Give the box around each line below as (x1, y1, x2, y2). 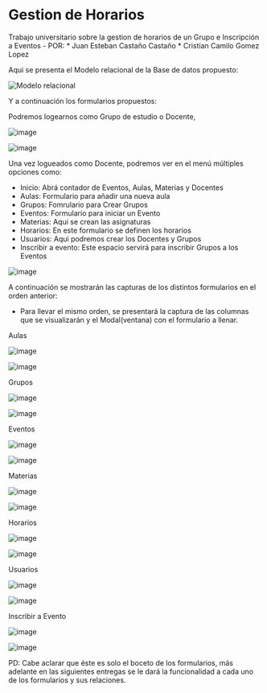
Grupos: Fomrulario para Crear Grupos (19, 200, 149, 209)
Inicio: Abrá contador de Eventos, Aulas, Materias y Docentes (19, 183, 224, 192)
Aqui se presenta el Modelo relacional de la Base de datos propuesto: (8, 64, 239, 74)
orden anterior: (8, 291, 58, 300)
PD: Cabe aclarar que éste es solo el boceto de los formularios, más (8, 658, 233, 667)
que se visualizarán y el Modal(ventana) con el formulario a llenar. (19, 315, 239, 324)
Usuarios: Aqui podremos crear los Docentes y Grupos (19, 233, 202, 243)
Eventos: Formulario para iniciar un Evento (19, 208, 161, 218)
